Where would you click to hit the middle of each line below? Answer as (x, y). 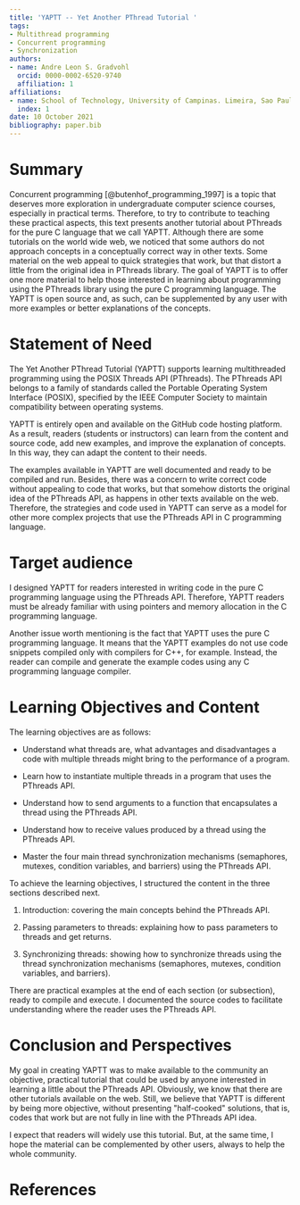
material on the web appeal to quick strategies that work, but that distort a (146, 261)
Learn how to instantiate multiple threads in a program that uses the (147, 776)
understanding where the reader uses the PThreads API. (113, 1009)
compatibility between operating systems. (86, 406)
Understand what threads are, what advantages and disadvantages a (149, 749)
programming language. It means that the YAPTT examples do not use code (149, 643)
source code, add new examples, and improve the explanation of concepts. (148, 443)
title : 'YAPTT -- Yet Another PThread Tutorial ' (104, 17)
